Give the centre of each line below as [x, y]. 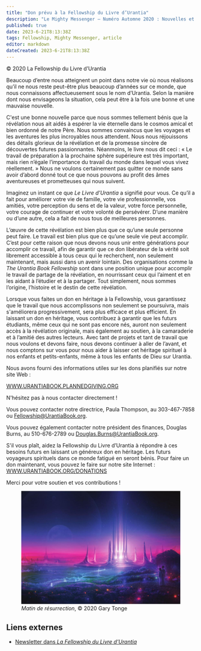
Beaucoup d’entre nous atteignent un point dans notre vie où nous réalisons [100, 80]
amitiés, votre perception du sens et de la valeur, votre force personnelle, [97, 205]
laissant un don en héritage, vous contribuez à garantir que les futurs [91, 318]
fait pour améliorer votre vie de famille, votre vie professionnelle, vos [91, 199]
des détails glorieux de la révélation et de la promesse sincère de [86, 143]
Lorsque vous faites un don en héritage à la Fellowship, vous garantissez [96, 299]
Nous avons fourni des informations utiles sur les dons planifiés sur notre [97, 368]
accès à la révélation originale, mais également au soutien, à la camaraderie [100, 331]
